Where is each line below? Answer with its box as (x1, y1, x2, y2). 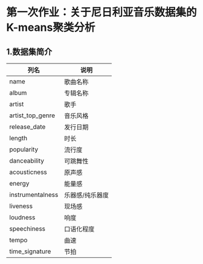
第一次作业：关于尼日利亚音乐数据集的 (6, 5, 198, 19)
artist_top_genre (9, 111, 56, 120)
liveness (9, 202, 33, 210)
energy (9, 179, 30, 187)
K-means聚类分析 (6, 21, 95, 34)
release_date (9, 123, 46, 130)
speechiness (9, 225, 46, 233)
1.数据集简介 (6, 47, 53, 57)
